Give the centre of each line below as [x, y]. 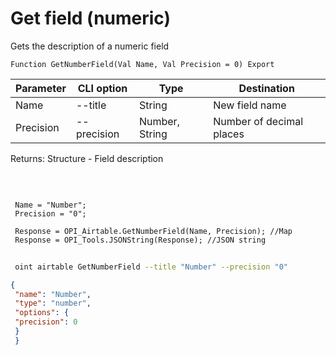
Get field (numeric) [91, 18]
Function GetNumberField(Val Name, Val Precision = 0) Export [142, 64]
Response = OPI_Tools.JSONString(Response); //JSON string [140, 240]
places [229, 134]
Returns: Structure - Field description [87, 158]
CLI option [102, 88]
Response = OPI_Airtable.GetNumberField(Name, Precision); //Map [153, 231]
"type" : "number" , [53, 303]
